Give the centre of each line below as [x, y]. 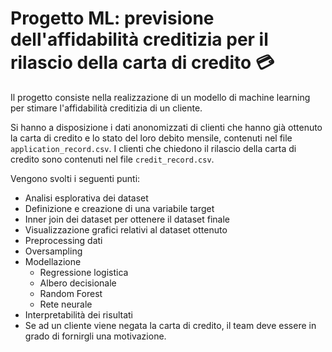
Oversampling [53, 251]
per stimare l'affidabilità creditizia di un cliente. [106, 108]
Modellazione [53, 261]
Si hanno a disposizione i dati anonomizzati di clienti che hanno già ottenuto [166, 127]
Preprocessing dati [63, 240]
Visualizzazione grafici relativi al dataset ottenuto [126, 229]
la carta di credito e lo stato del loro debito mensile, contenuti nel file [151, 138]
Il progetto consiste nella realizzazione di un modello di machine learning [160, 97]
